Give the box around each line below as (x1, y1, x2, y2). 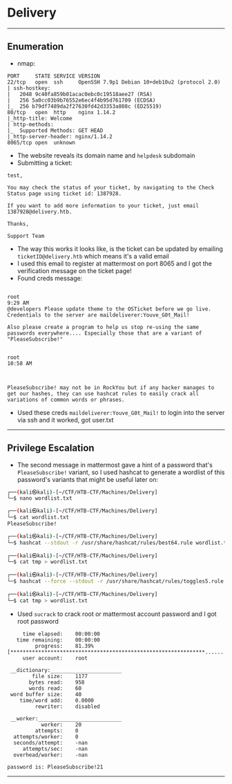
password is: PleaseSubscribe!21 (7, 763, 104, 770)
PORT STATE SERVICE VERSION (7, 73, 100, 80)
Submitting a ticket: (17, 158, 72, 167)
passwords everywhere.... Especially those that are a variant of (7, 330, 202, 337)
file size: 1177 (32, 673, 88, 680)
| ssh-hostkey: (7, 84, 51, 91)
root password (17, 617, 59, 625)
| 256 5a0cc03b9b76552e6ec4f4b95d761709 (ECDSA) (7, 97, 156, 104)
